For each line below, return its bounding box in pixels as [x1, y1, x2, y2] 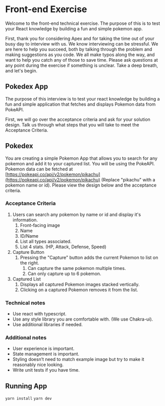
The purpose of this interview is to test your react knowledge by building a [5, 96, 160, 102]
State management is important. [12, 351, 80, 357]
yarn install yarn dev [5, 396, 52, 401]
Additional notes [5, 334, 47, 341]
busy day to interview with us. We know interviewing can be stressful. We [5, 40, 158, 47]
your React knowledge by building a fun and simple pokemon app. [5, 25, 143, 31]
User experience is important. [12, 345, 75, 352]
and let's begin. [5, 67, 38, 74]
